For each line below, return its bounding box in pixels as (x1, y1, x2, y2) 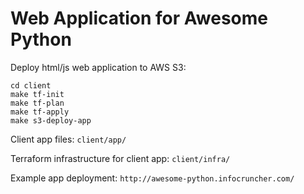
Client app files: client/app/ (10, 133, 127, 145)
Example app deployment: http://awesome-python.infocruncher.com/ (10, 172, 295, 184)
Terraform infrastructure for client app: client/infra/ (10, 152, 231, 164)
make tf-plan (10, 98, 65, 108)
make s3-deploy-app (10, 115, 92, 126)
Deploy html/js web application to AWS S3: (10, 61, 187, 73)
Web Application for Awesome (10, 7, 269, 30)
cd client (10, 80, 52, 91)
